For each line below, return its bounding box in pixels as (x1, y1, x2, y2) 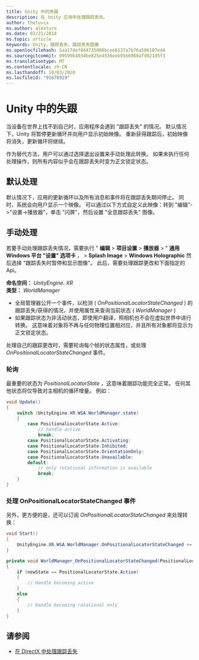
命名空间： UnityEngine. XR (6, 279, 73, 286)
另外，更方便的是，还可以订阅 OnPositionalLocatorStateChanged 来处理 (6, 511, 182, 519)
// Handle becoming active (27, 580, 94, 586)
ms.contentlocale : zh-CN (6, 63, 68, 70)
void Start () (6, 531, 38, 537)
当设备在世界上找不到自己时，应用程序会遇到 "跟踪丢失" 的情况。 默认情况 (6, 123, 187, 130)
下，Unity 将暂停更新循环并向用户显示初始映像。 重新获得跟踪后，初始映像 (6, 130, 188, 138)
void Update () (6, 398, 41, 405)
